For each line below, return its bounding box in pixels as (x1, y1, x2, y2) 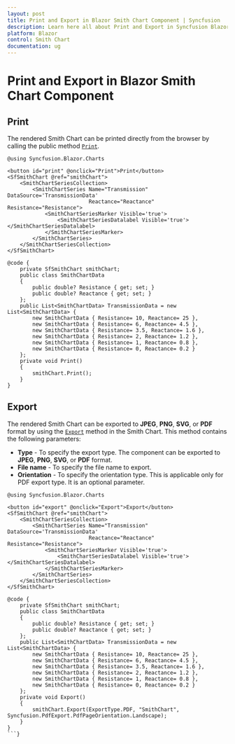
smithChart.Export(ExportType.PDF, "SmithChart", (32, 705, 180, 713)
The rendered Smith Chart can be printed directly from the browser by (7, 135, 210, 142)
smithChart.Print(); (32, 370, 92, 377)
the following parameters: (7, 434, 82, 443)
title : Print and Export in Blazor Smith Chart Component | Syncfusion (7, 17, 220, 24)
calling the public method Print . (7, 142, 100, 150)
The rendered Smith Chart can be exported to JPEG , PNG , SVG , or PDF (7, 420, 213, 428)
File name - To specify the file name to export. (17, 463, 152, 471)
